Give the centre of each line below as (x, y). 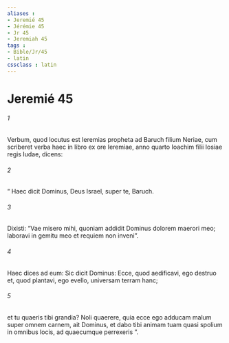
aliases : (21, 13)
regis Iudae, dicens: (35, 154)
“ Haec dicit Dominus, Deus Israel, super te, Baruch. (81, 191)
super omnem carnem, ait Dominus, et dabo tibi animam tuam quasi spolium (115, 324)
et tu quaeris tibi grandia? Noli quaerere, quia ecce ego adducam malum (109, 317)
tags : (17, 45)
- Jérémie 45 (26, 26)
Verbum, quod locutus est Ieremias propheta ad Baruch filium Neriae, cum (112, 140)
